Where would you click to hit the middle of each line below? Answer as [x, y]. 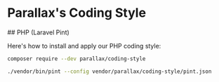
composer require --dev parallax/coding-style [77, 59]
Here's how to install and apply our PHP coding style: [84, 46]
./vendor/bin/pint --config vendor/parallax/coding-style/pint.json [109, 71]
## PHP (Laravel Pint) [39, 32]
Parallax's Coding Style [77, 13]
